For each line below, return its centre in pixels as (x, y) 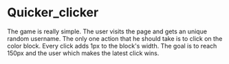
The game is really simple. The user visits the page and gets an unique (107, 31)
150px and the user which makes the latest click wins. (83, 53)
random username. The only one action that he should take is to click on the (115, 38)
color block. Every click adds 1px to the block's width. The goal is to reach (112, 46)
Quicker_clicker (53, 13)
